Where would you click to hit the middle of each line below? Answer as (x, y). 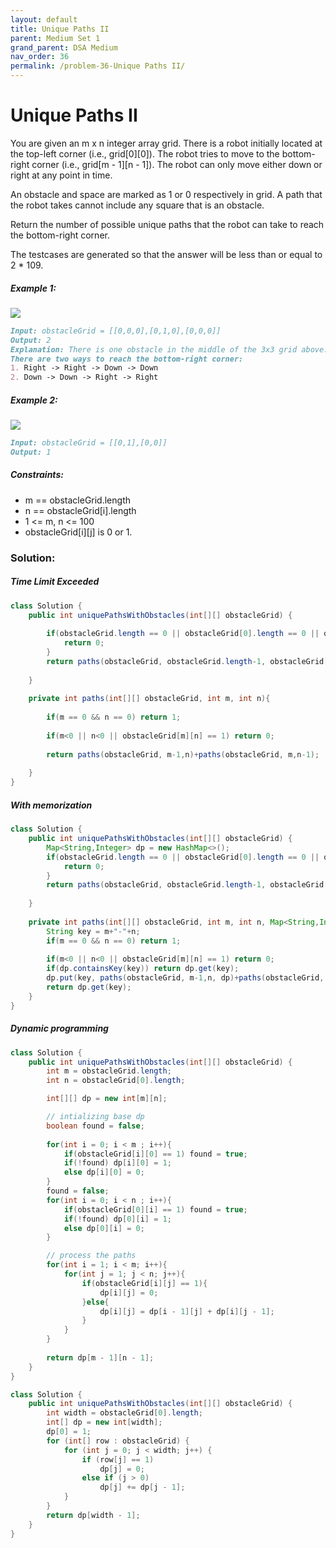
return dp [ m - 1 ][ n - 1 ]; (100, 1357)
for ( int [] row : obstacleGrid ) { (118, 1441)
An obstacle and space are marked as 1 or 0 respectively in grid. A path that (166, 194)
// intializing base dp (95, 1117)
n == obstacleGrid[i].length (80, 510)
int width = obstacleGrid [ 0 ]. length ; (124, 1413)
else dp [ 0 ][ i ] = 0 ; (104, 1228)
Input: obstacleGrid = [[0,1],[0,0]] (89, 443)
